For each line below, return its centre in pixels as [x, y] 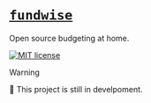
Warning [24, 72]
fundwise [41, 15]
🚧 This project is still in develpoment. [76, 89]
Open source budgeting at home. [69, 38]
